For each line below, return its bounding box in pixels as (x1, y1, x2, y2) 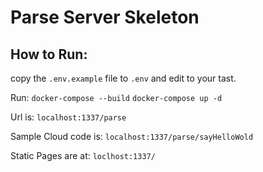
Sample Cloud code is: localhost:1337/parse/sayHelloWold (10, 131, 254, 142)
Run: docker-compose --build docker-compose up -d (10, 92, 223, 103)
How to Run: (10, 46, 88, 63)
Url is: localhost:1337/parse (10, 111, 127, 123)
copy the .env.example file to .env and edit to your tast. (10, 72, 237, 84)
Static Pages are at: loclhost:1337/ (10, 150, 156, 161)
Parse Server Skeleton (10, 6, 200, 29)
